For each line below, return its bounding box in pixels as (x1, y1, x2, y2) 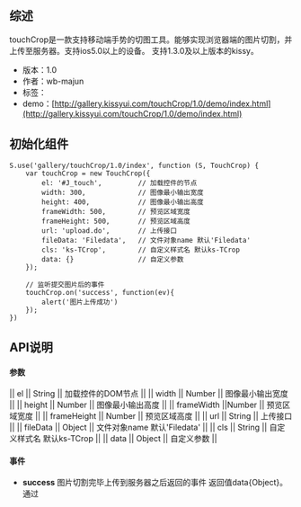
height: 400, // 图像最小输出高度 (41, 197, 204, 207)
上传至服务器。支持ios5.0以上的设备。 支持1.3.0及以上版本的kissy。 (9, 45, 259, 56)
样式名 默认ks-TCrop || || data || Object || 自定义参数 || (16, 433, 217, 444)
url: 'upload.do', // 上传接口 (41, 226, 178, 236)
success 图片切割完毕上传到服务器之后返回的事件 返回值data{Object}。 (22, 477, 288, 488)
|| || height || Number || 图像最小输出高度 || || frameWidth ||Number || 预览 (9, 399, 283, 411)
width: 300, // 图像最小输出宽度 (41, 188, 204, 197)
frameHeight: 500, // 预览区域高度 (41, 217, 190, 226)
